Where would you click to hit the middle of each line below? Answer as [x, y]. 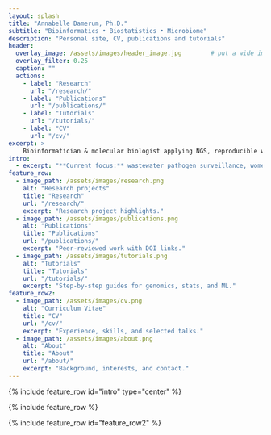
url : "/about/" [48, 361]
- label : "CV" [46, 128]
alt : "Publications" [57, 226]
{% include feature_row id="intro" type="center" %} [95, 391]
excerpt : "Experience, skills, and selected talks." [113, 331]
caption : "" [36, 69]
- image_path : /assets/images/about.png [84, 339]
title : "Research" [54, 196]
